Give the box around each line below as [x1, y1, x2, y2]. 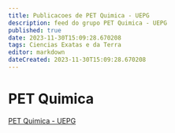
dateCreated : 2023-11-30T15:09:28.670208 [8, 56, 147, 64]
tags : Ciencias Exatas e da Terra [8, 41, 122, 49]
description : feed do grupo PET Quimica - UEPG [8, 19, 168, 27]
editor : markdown [8, 48, 65, 56]
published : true [8, 26, 61, 34]
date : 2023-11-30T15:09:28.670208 [8, 33, 122, 42]
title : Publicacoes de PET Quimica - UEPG [8, 11, 150, 20]
